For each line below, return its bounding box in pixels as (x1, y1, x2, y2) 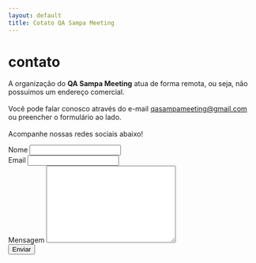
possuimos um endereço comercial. (8, 88, 125, 97)
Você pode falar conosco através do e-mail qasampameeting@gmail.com (8, 104, 247, 114)
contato (8, 53, 61, 71)
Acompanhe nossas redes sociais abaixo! (8, 130, 144, 139)
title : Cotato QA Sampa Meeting (8, 19, 115, 27)
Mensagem (8, 235, 45, 245)
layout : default (8, 11, 62, 20)
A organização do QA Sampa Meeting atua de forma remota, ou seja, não (8, 79, 248, 88)
